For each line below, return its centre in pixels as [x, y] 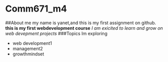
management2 [28, 48]
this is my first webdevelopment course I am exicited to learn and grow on [84, 28]
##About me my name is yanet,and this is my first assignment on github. [81, 23]
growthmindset [28, 54]
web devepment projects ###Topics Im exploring [56, 33]
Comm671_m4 [36, 9]
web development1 [32, 43]
